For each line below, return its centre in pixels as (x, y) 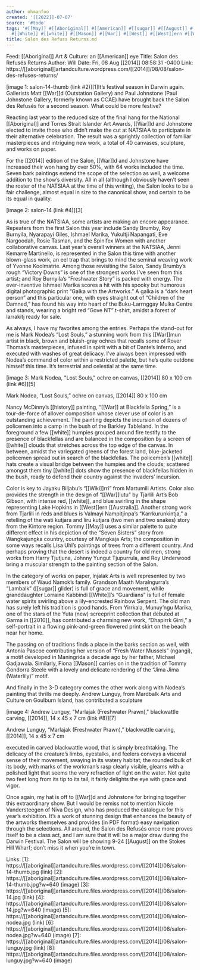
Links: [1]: (18, 859)
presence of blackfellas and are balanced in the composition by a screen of (99, 439)
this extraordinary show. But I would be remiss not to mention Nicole (90, 803)
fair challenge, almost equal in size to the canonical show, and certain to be (99, 192)
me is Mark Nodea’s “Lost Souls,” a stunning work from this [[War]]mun (94, 335)
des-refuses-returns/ (32, 75)
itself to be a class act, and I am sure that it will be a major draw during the (97, 835)
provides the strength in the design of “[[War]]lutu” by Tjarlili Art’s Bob (92, 495)
